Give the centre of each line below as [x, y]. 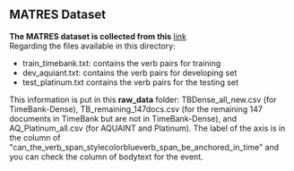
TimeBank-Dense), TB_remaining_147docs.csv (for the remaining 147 [136, 109]
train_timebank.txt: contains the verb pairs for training [121, 63]
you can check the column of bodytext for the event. [106, 157]
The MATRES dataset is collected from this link [98, 36]
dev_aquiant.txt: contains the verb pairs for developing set [130, 73]
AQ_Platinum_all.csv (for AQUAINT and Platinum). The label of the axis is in [147, 128]
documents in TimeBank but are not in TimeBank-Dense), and [123, 118]
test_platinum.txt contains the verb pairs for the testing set [130, 82]
